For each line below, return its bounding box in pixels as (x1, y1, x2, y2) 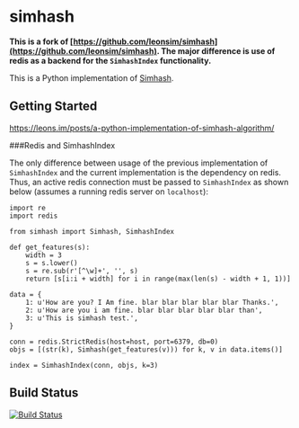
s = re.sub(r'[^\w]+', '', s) (25, 266, 139, 275)
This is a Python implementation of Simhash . (9, 72, 174, 83)
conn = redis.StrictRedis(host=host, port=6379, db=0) (9, 337, 219, 346)
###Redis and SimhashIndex (9, 139, 116, 150)
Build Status (9, 385, 79, 401)
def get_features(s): (9, 243, 91, 252)
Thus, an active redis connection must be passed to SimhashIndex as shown (9, 176, 289, 187)
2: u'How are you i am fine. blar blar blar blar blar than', (25, 306, 263, 315)
